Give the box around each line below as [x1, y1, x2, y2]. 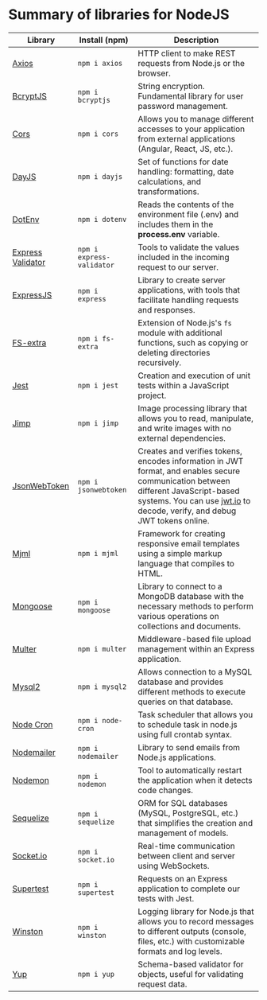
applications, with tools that [137, 284, 241, 295]
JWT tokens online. [137, 515, 210, 526]
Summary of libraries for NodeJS [8, 6, 230, 24]
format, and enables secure [137, 465, 241, 477]
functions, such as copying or [137, 337, 249, 348]
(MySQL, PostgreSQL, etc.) [137, 807, 238, 819]
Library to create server [137, 274, 226, 286]
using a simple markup [137, 547, 222, 558]
